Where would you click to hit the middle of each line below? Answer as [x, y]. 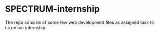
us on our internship [25, 27]
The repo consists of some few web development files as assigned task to [80, 22]
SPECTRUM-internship [52, 9]
